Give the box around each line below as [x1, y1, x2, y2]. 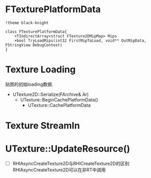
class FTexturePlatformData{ [5, 29, 67, 34]
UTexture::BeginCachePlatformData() [20, 96, 98, 102]
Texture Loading [5, 64, 76, 76]
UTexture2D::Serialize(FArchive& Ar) [12, 91, 89, 97]
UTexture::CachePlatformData [27, 102, 90, 108]
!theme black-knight [5, 20, 49, 25]
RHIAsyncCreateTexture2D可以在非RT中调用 [12, 167, 106, 173]
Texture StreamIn [5, 120, 80, 131]
